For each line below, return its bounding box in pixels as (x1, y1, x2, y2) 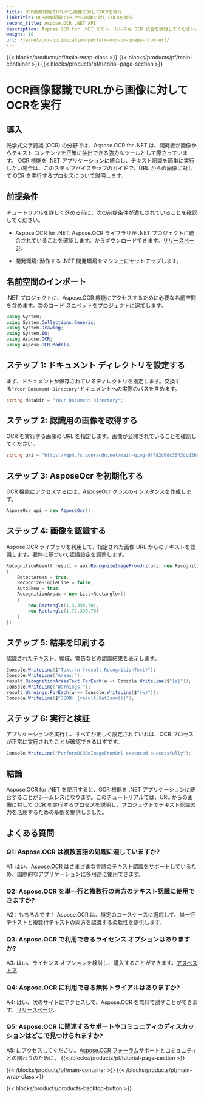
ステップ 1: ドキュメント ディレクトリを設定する (6, 360, 185, 371)
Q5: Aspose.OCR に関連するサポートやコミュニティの (6, 1023, 164, 1031)
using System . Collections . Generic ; (6, 319, 97, 325)
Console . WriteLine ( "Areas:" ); (6, 673, 83, 679)
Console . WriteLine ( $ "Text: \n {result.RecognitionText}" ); (6, 667, 156, 673)
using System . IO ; (6, 331, 50, 337)
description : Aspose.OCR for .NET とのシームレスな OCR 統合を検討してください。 (6, 25, 200, 32)
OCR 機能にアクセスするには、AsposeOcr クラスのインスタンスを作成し (6, 488, 186, 495)
